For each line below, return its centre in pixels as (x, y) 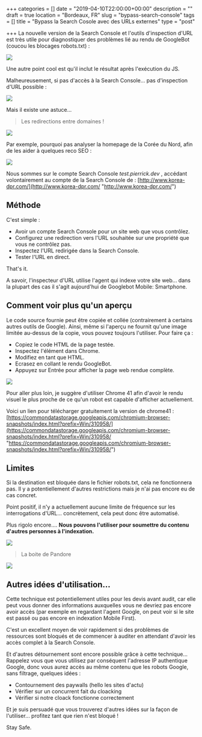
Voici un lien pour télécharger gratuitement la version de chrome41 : (90, 411)
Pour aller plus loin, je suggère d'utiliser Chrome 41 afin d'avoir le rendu (95, 393)
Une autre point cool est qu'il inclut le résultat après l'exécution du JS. (93, 69)
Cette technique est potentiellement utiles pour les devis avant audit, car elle (101, 599)
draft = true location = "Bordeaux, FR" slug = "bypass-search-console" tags (100, 15)
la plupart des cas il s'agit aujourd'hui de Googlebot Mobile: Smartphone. (97, 286)
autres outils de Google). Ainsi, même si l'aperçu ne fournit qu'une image (97, 326)
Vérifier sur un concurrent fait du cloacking (68, 691)
